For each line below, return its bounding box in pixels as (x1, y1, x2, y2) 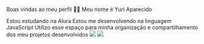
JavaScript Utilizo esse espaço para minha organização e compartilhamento (6, 24, 199, 31)
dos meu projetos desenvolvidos (6, 31, 89, 38)
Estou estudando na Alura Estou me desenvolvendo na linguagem (6, 17, 172, 24)
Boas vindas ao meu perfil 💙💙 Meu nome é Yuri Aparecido (6, 6, 153, 13)
